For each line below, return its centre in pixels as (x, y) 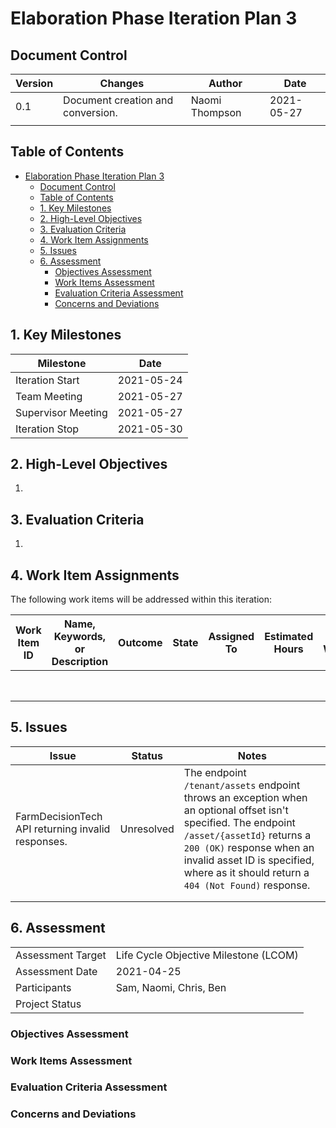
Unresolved (147, 829)
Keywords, (80, 637)
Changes (122, 83)
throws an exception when (245, 797)
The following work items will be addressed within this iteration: (141, 599)
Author (225, 83)
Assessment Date (56, 971)
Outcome (140, 643)
